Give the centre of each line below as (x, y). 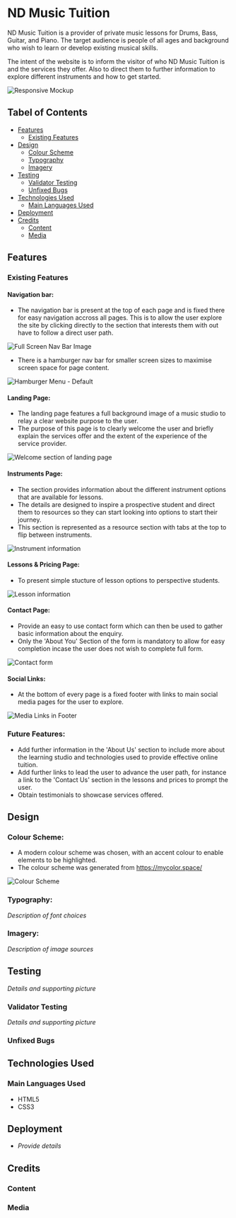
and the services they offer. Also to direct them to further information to (111, 69)
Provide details (39, 1146)
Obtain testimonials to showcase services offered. (90, 795)
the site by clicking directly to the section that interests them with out (118, 325)
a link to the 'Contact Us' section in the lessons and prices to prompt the (123, 780)
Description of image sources (51, 949)
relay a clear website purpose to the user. (78, 421)
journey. (29, 520)
